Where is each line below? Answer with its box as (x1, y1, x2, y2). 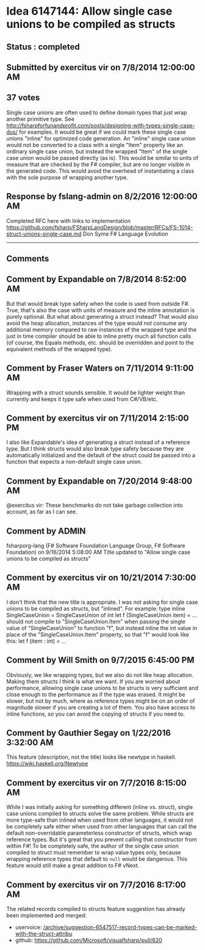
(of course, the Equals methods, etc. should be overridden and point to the (6, 339, 194, 346)
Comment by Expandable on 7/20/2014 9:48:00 (6, 476, 193, 486)
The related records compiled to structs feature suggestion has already (6, 905, 185, 913)
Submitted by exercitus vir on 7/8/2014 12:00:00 (6, 62, 195, 73)
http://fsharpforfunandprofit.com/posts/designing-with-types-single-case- (6, 121, 195, 129)
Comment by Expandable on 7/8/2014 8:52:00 (6, 274, 187, 285)
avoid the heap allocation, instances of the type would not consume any (6, 319, 187, 327)
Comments (6, 253, 49, 264)
